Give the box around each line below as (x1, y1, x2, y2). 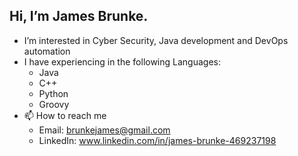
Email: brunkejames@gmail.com (38, 124, 171, 136)
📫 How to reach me (23, 109, 107, 121)
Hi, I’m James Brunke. (9, 8, 149, 25)
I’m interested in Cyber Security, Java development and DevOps (23, 34, 289, 46)
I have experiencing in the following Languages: (23, 55, 221, 68)
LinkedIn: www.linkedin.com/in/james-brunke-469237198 (38, 134, 277, 146)
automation (23, 45, 71, 57)
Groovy (38, 98, 70, 110)
